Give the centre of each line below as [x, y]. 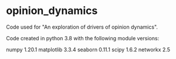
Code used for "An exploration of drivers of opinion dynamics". [82, 27]
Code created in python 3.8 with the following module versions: [83, 38]
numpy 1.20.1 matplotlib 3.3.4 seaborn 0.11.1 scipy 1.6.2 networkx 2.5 [88, 49]
